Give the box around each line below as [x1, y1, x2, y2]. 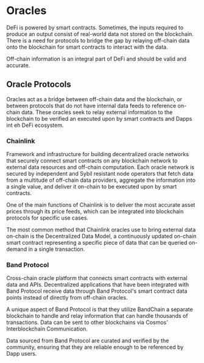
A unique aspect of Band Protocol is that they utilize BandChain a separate [6, 306, 193, 313]
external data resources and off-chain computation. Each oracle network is [6, 164, 195, 171]
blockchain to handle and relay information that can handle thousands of [6, 312, 188, 320]
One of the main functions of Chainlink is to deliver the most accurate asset [6, 201, 195, 209]
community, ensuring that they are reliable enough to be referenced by [6, 343, 184, 351]
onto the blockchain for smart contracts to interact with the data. [6, 43, 169, 51]
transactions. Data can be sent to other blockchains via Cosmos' [6, 318, 169, 326]
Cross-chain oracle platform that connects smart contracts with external [6, 275, 188, 282]
